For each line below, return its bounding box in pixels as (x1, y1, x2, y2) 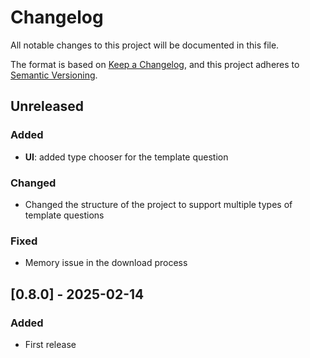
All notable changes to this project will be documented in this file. (10, 39, 280, 51)
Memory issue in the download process (24, 257, 188, 269)
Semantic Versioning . (10, 69, 98, 81)
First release (24, 338, 77, 350)
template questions (24, 209, 105, 221)
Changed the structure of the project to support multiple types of (24, 198, 293, 210)
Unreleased (10, 98, 85, 115)
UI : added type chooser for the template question (24, 151, 229, 163)
